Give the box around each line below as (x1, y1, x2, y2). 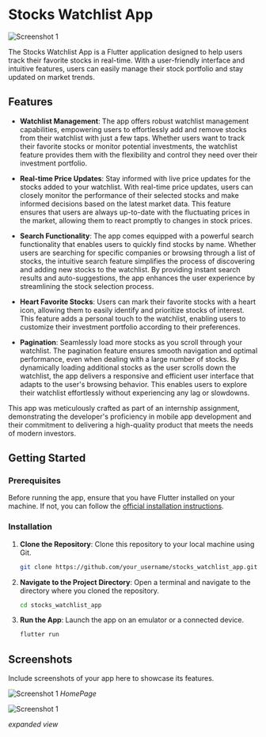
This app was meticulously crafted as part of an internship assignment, (8, 403, 240, 412)
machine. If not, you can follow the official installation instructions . (8, 501, 224, 511)
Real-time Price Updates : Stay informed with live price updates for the (19, 173, 251, 183)
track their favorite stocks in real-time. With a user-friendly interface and (8, 55, 245, 65)
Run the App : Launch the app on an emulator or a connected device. (19, 615, 244, 625)
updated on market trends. (8, 72, 95, 82)
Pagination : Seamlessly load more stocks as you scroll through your (19, 337, 243, 347)
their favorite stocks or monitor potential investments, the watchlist (19, 141, 238, 151)
